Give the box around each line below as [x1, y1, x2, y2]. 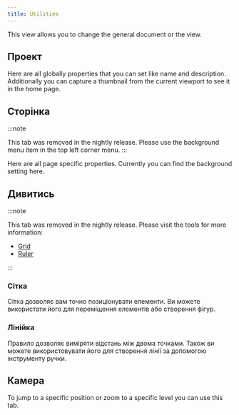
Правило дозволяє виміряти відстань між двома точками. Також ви [7, 339, 215, 347]
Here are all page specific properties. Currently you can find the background [7, 160, 233, 168]
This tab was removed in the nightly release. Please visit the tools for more [7, 220, 227, 229]
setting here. [7, 167, 45, 175]
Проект [7, 51, 43, 63]
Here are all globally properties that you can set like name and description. [7, 69, 226, 78]
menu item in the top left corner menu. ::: [7, 145, 128, 154]
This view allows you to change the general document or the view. [7, 30, 202, 39]
